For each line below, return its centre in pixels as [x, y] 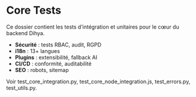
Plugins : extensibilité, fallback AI [56, 57]
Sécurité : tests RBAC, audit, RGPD [58, 45]
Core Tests [34, 10]
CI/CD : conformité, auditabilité [53, 64]
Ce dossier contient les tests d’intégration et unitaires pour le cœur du [93, 27]
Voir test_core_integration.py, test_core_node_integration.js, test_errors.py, [98, 82]
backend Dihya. [25, 33]
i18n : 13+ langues [37, 51]
